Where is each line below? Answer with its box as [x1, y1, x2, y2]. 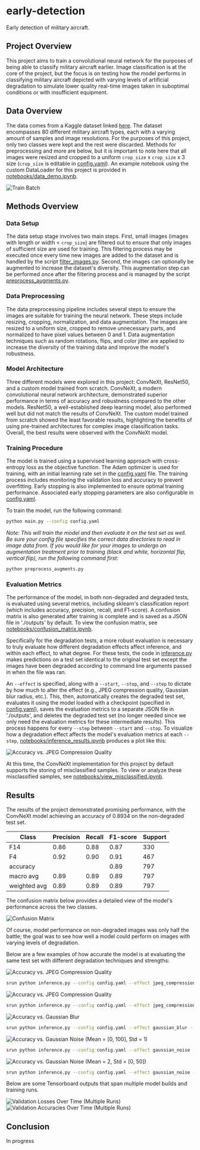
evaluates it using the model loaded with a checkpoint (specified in [6, 699, 170, 706]
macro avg [9, 872, 39, 880]
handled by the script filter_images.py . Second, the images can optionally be [6, 258, 194, 265]
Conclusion [6, 1121, 50, 1132]
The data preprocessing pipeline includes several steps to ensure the [6, 305, 176, 312]
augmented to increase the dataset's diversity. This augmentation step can [6, 264, 190, 272]
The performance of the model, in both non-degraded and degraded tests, [6, 594, 189, 601]
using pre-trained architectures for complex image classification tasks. [6, 422, 180, 430]
